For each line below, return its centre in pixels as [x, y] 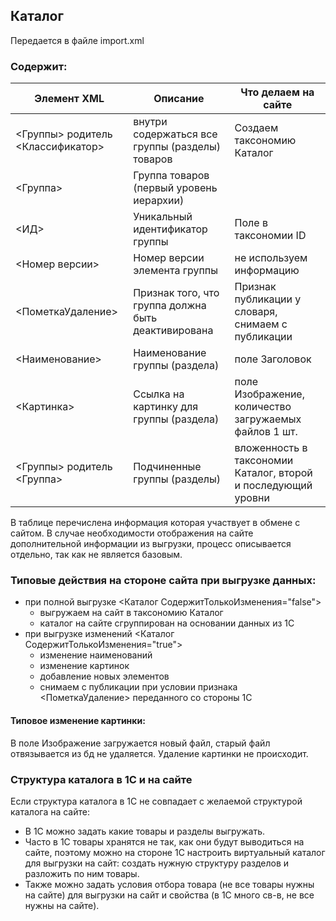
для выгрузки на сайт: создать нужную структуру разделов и [157, 863]
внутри [150, 122]
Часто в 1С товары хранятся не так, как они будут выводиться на [164, 841]
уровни [252, 498]
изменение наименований [96, 655]
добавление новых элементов [104, 676]
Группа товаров [171, 176]
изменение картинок [84, 666]
